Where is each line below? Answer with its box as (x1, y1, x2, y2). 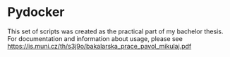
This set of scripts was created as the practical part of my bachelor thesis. (7, 27, 224, 35)
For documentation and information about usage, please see (7, 34, 183, 42)
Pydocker (7, 4, 65, 20)
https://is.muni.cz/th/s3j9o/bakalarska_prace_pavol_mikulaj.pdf (7, 42, 192, 50)
